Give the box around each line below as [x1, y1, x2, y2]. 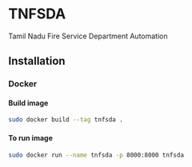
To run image [8, 133, 54, 142]
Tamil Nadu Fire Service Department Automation [8, 31, 168, 41]
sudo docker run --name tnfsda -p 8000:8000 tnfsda [8, 151, 184, 159]
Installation [8, 54, 66, 68]
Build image [8, 97, 49, 108]
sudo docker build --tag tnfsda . [8, 116, 124, 124]
